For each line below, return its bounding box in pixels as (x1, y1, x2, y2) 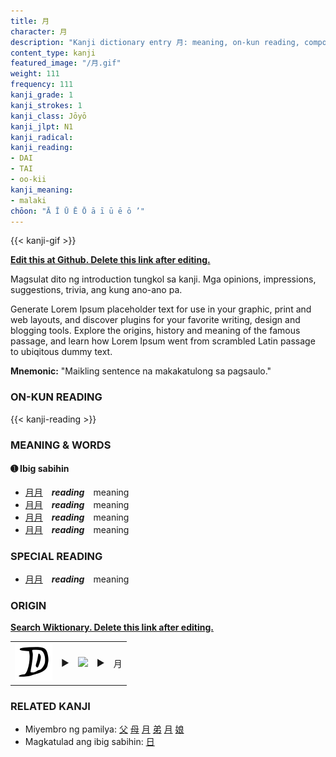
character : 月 (10, 26, 68, 37)
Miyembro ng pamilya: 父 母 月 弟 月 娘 (24, 723, 185, 735)
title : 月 (10, 16, 50, 26)
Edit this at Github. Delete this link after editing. (10, 254, 211, 266)
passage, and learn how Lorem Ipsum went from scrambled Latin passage (10, 335, 316, 347)
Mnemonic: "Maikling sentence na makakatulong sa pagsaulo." (10, 365, 272, 377)
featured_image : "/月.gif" (10, 58, 122, 69)
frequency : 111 (10, 80, 74, 90)
